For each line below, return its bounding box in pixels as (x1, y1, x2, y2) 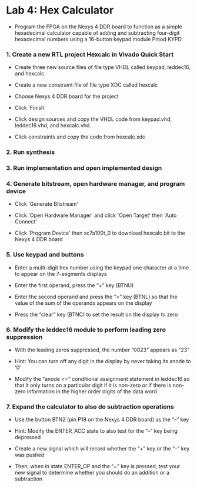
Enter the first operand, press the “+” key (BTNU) (14, 281, 134, 289)
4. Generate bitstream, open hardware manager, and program (6, 180, 185, 187)
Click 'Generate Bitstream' (14, 200, 78, 208)
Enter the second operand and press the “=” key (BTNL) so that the (14, 293, 178, 300)
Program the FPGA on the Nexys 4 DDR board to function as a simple (14, 23, 182, 30)
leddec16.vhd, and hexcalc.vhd (14, 122, 90, 129)
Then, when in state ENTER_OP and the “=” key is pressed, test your (14, 463, 181, 470)
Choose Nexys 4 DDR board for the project (14, 93, 119, 100)
